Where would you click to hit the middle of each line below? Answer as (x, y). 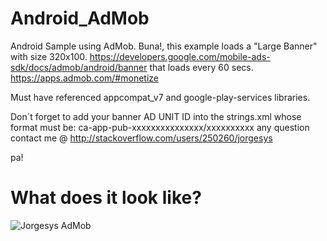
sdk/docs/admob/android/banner (79, 67)
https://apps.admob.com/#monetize (84, 78)
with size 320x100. (49, 56)
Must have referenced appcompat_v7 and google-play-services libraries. (160, 97)
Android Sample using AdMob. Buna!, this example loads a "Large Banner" (164, 46)
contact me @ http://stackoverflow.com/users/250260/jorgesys (141, 138)
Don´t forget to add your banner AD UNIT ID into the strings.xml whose (156, 116)
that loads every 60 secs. (201, 67)
